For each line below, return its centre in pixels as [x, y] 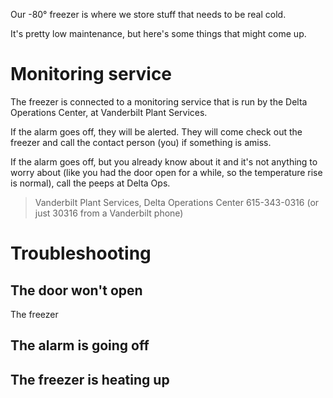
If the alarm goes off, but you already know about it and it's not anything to [164, 161]
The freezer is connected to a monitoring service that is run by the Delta [159, 101]
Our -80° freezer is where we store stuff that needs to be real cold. [148, 14]
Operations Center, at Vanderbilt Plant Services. [109, 112]
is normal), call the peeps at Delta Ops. [90, 183]
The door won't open [76, 290]
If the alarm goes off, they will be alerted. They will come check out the [156, 131]
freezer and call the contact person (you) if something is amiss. [141, 142]
